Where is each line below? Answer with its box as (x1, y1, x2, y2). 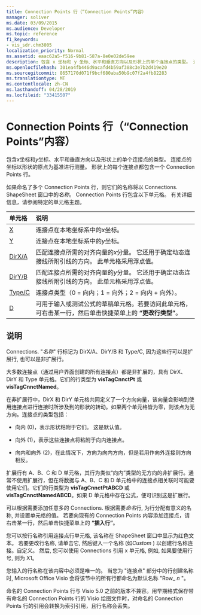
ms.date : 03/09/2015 (6, 20, 58, 26)
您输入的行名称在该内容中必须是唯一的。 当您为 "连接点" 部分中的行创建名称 (6, 567, 194, 574)
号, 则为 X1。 (6, 554, 38, 561)
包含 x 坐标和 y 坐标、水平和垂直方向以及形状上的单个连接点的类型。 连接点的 (6, 156, 192, 163)
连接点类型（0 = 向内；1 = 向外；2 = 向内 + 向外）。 (35, 288, 181, 297)
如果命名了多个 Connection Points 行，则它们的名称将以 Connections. (6, 183, 178, 190)
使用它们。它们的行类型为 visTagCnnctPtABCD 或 (6, 484, 130, 491)
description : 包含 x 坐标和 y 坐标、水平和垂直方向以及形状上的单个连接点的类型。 (6, 59, 191, 65)
